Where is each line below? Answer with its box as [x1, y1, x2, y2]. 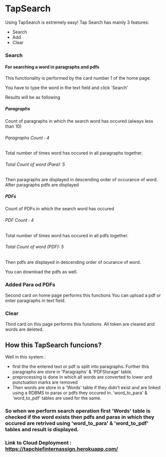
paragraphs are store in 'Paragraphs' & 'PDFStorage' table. [12, 369, 133, 375]
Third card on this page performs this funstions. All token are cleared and [5, 321, 155, 327]
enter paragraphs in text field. [5, 298, 66, 304]
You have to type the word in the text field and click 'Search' [5, 85, 128, 91]
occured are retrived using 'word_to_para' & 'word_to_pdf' [5, 420, 149, 427]
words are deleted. [5, 326, 44, 332]
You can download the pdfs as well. [5, 268, 78, 275]
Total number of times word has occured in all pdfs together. [5, 232, 129, 238]
